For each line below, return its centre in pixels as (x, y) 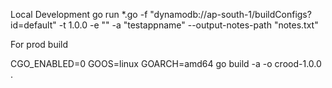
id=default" (33, 25)
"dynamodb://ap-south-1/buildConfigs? (230, 14)
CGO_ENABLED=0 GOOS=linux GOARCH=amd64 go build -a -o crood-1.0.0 (166, 63)
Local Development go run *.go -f (79, 14)
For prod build (39, 44)
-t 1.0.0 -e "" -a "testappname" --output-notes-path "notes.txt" (188, 25)
